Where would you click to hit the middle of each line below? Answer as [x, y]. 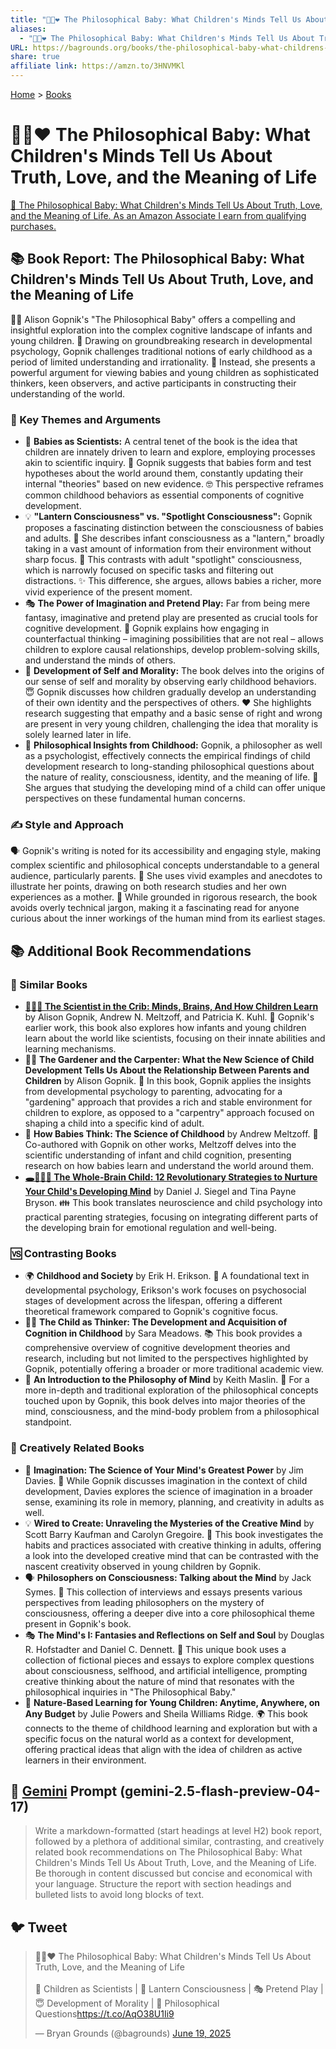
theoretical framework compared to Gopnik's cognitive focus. [151, 1312]
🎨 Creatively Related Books [77, 1448]
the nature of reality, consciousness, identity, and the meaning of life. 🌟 [171, 777]
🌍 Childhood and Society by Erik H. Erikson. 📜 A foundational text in [167, 1276]
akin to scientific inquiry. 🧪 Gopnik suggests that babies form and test [168, 463]
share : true [35, 57]
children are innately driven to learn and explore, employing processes [170, 452]
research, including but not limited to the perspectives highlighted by [166, 1358]
